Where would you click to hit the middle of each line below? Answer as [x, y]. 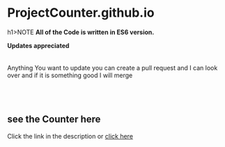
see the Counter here [54, 119]
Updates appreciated [38, 45]
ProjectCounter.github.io [81, 13]
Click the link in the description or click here [70, 136]
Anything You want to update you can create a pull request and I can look [113, 68]
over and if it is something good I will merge [70, 75]
